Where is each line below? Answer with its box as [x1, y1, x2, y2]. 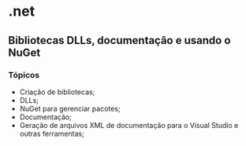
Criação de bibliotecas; [19, 87, 95, 97]
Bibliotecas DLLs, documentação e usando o [8, 34, 231, 47]
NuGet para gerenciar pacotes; [19, 104, 121, 113]
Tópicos [8, 69, 40, 80]
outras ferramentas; [19, 129, 84, 138]
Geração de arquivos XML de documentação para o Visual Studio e [19, 120, 239, 130]
